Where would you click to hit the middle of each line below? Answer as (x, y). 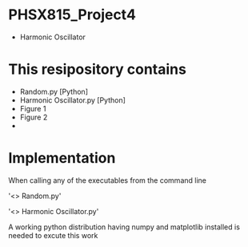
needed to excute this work (53, 235)
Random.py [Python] (54, 91)
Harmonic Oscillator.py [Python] (73, 100)
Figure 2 (34, 117)
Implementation (62, 158)
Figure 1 (33, 108)
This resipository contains (97, 69)
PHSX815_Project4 (72, 15)
